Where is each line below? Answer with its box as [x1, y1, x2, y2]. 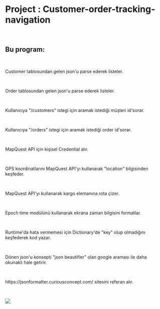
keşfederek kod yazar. [5, 234, 51, 240]
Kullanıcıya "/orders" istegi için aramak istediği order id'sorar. [5, 126, 132, 132]
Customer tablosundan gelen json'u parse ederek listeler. [5, 68, 123, 74]
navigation [5, 14, 51, 26]
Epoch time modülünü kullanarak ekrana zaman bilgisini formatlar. [5, 210, 141, 216]
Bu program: [5, 45, 45, 54]
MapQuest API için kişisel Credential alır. [5, 146, 89, 152]
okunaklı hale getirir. [5, 259, 47, 265]
